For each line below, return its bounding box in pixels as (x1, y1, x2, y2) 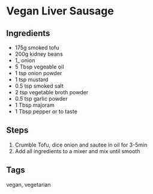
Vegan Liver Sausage (6, 4, 114, 18)
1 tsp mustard (14, 76, 49, 83)
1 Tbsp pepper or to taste (14, 108, 78, 115)
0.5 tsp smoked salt (14, 82, 64, 89)
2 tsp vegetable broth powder (14, 89, 89, 95)
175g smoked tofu (14, 44, 59, 51)
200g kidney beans (14, 50, 63, 58)
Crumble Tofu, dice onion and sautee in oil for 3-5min (14, 141, 148, 148)
